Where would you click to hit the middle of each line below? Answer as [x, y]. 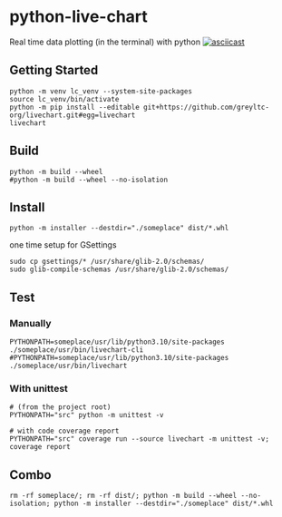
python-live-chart [78, 17]
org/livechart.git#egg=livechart [73, 115]
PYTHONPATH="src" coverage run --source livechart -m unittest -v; [140, 439]
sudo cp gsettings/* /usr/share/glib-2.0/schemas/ [107, 262]
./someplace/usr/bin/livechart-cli [77, 350]
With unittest [39, 388]
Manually [30, 323]
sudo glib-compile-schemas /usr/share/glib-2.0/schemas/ [119, 269]
